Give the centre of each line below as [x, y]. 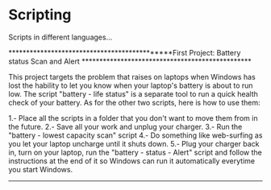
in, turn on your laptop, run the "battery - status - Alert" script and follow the [135, 152]
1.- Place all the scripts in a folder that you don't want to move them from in [133, 118]
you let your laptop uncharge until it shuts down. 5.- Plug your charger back [134, 143]
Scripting [40, 15]
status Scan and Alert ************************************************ [130, 61]
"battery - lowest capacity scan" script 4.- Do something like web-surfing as [135, 135]
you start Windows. [41, 169]
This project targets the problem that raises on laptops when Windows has [132, 76]
